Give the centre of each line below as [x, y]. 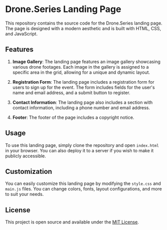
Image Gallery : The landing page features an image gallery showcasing [86, 62]
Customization [29, 171]
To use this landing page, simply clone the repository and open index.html [82, 145]
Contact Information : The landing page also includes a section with [82, 102]
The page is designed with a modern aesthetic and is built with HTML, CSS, [83, 28]
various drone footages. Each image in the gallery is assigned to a [80, 67]
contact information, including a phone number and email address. [81, 107]
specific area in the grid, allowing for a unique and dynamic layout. [81, 72]
